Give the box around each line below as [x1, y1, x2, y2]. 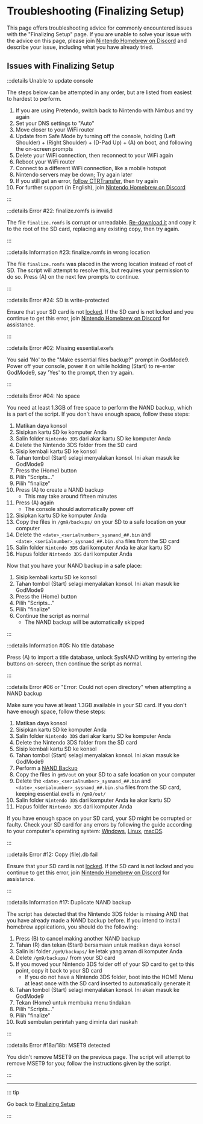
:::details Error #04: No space [7, 392, 80, 399]
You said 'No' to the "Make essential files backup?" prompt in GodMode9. [7, 356, 190, 363]
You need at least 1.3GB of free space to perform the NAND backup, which [7, 404, 192, 411]
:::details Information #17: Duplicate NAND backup [7, 898, 131, 906]
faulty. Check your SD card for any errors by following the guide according [7, 821, 192, 828]
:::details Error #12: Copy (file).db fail [7, 851, 98, 858]
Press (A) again [15, 499, 54, 506]
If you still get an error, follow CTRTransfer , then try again [15, 177, 158, 185]
